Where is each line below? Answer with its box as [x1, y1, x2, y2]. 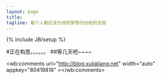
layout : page [6, 8, 39, 15]
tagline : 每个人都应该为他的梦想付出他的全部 [6, 20, 107, 26]
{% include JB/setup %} [6, 36, 66, 43]
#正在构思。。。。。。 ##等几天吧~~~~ [6, 48, 92, 55]
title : [6, 14, 23, 20]
